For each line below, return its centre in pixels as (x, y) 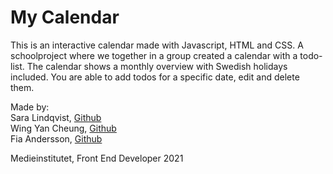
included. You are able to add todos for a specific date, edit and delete (155, 77)
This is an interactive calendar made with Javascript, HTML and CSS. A (157, 45)
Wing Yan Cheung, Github (63, 128)
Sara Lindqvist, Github (56, 117)
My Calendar (65, 17)
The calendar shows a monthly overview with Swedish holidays (157, 66)
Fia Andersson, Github (56, 138)
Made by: (30, 107)
